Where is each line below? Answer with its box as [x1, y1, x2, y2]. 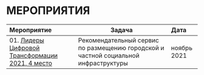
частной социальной [78, 51, 140, 60]
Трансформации [9, 51, 58, 60]
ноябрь [171, 43, 193, 52]
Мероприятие [9, 26, 52, 34]
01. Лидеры [9, 36, 44, 45]
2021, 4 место [9, 59, 53, 67]
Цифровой [9, 43, 40, 52]
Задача [110, 26, 133, 34]
